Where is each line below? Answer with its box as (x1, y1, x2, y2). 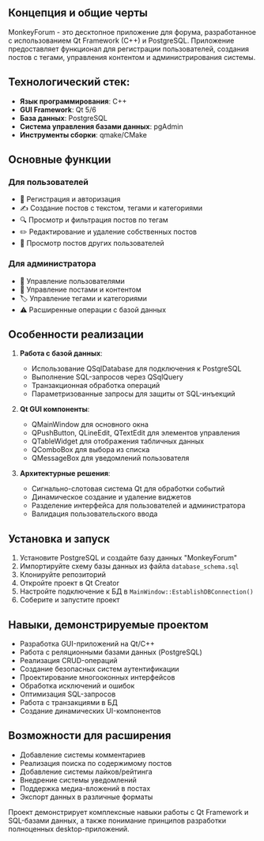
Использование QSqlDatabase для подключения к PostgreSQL (31, 364, 242, 374)
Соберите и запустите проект (19, 595, 120, 605)
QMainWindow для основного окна (31, 420, 149, 429)
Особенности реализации (8, 328, 144, 341)
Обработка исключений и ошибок (19, 681, 135, 691)
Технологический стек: (8, 75, 130, 89)
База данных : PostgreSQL (19, 113, 108, 123)
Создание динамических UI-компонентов (19, 707, 162, 716)
